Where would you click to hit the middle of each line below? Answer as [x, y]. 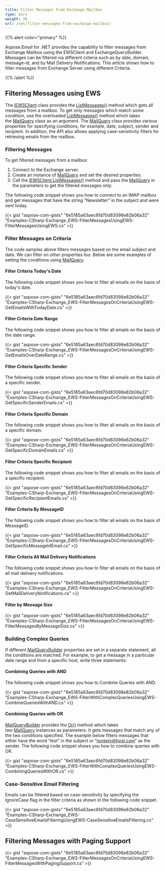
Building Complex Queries [37, 639]
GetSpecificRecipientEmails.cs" [37, 498]
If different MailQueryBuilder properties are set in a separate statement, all [81, 650]
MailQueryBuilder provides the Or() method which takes [62, 725]
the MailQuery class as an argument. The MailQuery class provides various [81, 121]
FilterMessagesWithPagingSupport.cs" [44, 864]
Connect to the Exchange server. [46, 170]
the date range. [21, 335]
